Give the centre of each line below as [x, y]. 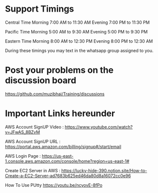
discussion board [41, 80]
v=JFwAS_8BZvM [23, 132]
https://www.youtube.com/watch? [99, 127]
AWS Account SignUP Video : [34, 127]
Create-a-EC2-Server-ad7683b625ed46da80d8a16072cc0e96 [68, 176]
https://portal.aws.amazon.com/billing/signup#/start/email [63, 146]
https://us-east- [58, 156]
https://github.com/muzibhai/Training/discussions [55, 94]
